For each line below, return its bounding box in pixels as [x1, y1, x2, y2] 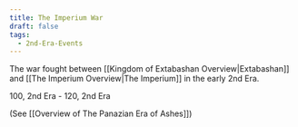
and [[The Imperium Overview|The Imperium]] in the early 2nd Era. [9, 73, 260, 84]
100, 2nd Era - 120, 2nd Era [9, 91, 111, 102]
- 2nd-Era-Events [17, 38, 84, 48]
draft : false [9, 22, 59, 31]
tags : [9, 30, 30, 39]
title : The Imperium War [9, 13, 104, 23]
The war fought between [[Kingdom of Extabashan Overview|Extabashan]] [9, 63, 290, 74]
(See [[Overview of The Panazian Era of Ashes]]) [9, 108, 193, 119]
